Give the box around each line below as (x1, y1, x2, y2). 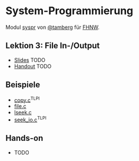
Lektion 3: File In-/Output (5, 41, 100, 51)
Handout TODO (14, 63, 52, 70)
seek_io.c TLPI (14, 115, 47, 123)
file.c (14, 103, 27, 110)
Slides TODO (14, 56, 45, 63)
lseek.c (14, 109, 32, 116)
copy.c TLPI (14, 96, 40, 104)
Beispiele (5, 80, 41, 90)
